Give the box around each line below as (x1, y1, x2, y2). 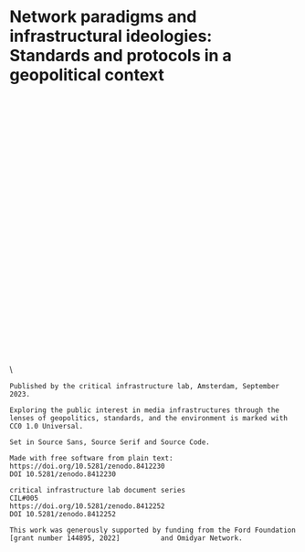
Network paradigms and (9, 6, 197, 27)
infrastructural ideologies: (9, 26, 213, 47)
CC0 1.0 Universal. (9, 422, 84, 431)
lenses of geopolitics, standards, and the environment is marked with (9, 414, 288, 423)
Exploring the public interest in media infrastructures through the (9, 406, 280, 415)
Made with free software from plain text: (9, 454, 174, 463)
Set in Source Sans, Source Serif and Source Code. (9, 438, 210, 447)
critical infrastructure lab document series (9, 486, 185, 495)
